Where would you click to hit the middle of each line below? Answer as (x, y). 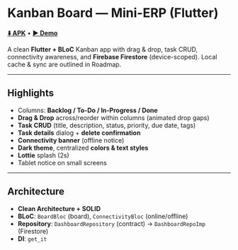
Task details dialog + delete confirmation (79, 133)
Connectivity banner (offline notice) (71, 140)
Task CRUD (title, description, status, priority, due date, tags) (107, 125)
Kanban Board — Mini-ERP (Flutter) (113, 13)
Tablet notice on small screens (62, 162)
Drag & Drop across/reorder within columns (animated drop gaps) (114, 117)
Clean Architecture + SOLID (59, 208)
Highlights (31, 93)
